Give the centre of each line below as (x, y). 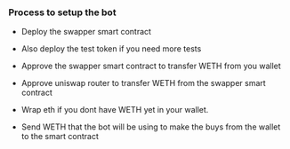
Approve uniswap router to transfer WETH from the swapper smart (143, 83)
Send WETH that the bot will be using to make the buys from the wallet (151, 127)
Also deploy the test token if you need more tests (111, 49)
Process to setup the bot (62, 12)
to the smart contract (60, 137)
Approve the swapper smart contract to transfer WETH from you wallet (151, 66)
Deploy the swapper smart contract (86, 32)
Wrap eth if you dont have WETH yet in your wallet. (115, 110)
